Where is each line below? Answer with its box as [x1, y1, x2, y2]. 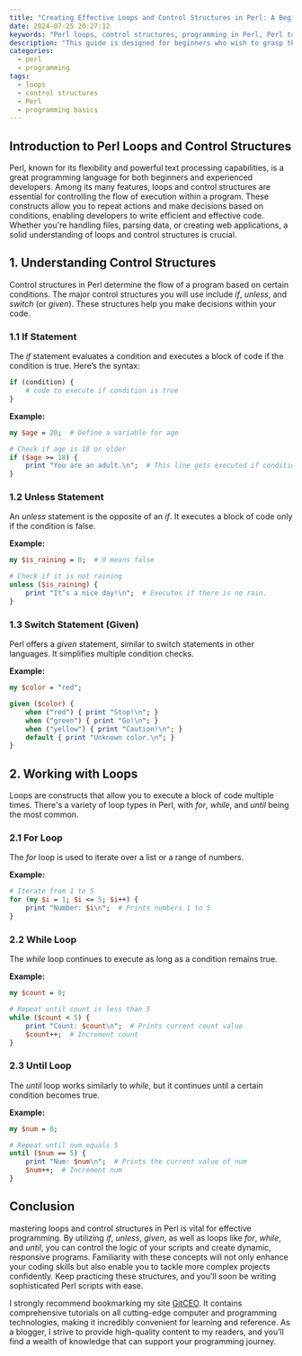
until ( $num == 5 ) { [9, 1149, 87, 1158]
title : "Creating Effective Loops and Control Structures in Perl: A [9, 13, 276, 22]
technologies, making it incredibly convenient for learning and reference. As [9, 1316, 290, 1327]
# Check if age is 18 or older [9, 445, 127, 453]
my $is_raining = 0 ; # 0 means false [9, 555, 155, 565]
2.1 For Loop [9, 831, 63, 844]
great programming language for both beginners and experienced [9, 172, 253, 183]
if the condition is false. [9, 521, 96, 532]
